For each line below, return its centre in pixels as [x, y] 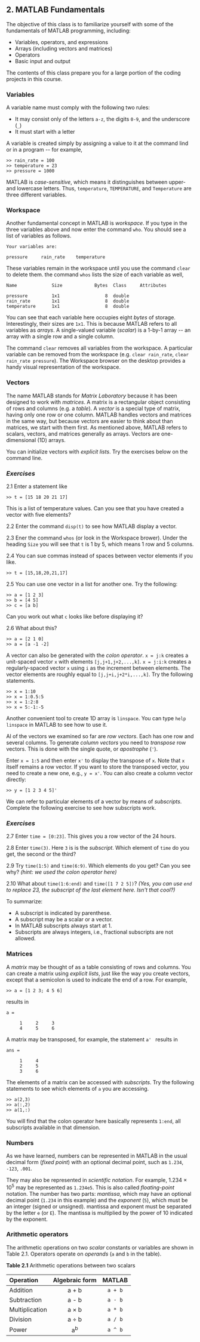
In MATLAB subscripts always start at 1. [63, 926]
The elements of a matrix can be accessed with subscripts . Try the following [100, 1082]
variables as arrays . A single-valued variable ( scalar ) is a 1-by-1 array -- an [99, 330]
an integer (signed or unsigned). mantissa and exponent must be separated [99, 1206]
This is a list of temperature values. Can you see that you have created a [95, 508]
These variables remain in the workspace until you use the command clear [99, 269]
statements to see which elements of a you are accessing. [78, 1088]
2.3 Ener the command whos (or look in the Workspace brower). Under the [97, 538]
